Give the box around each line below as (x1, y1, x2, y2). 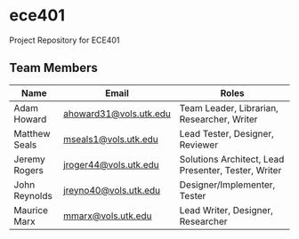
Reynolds (13, 189, 53, 202)
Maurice (13, 203, 49, 216)
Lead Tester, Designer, (179, 127, 274, 139)
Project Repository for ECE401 (9, 35, 120, 45)
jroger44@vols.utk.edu (63, 158, 160, 171)
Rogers (13, 163, 44, 176)
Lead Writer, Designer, (179, 203, 274, 216)
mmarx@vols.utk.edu (63, 210, 152, 222)
